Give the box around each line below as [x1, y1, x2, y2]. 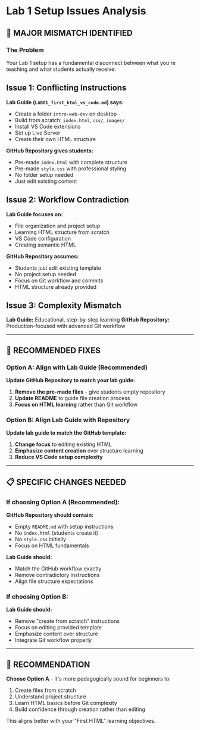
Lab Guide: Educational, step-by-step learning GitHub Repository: [6, 316, 170, 323]
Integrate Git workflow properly [14, 637, 92, 644]
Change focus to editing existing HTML [14, 441, 112, 448]
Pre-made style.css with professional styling [14, 165, 126, 172]
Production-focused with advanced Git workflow [6, 323, 126, 330]
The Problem [6, 46, 45, 54]
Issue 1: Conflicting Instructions [6, 83, 127, 93]
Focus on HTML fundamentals [14, 542, 89, 549]
